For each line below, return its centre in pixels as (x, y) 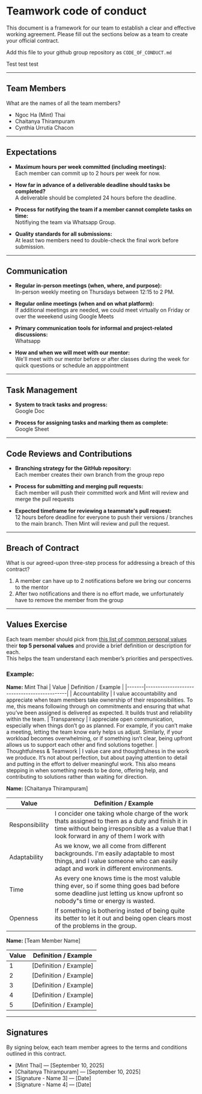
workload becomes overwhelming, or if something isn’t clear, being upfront (99, 738)
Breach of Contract (43, 548)
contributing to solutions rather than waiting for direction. (77, 776)
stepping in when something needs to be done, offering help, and (87, 770)
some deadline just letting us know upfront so (119, 893)
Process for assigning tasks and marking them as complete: (91, 423)
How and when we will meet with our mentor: (72, 353)
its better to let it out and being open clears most (123, 918)
